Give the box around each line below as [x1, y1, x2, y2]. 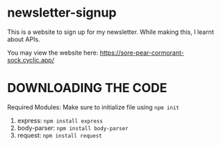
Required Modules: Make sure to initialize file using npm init [7, 102, 179, 111]
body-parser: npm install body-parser [17, 123, 129, 132]
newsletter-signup [7, 5, 117, 21]
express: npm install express [17, 116, 103, 125]
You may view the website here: [7, 48, 99, 57]
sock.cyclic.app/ [7, 55, 54, 64]
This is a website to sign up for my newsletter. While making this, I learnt [7, 28, 214, 36]
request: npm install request [17, 131, 102, 139]
